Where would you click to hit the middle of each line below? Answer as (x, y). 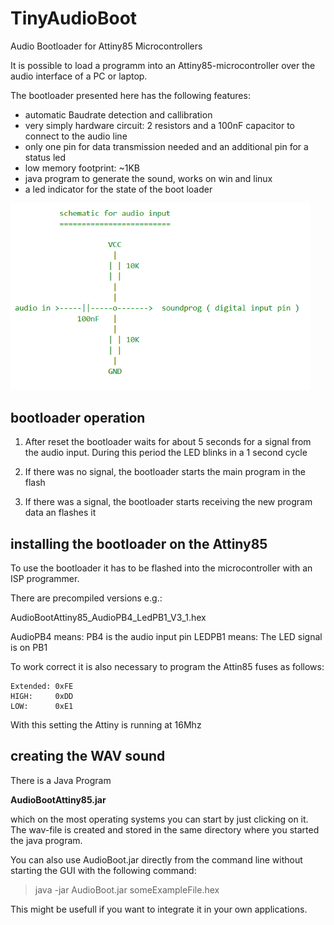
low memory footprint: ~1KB (82, 168)
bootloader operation (78, 417)
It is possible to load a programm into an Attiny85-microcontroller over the (163, 65)
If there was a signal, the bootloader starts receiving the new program (168, 502)
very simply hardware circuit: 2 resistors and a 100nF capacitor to (159, 125)
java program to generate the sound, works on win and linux (148, 178)
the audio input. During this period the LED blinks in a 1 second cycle (166, 453)
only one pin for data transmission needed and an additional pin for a (166, 146)
